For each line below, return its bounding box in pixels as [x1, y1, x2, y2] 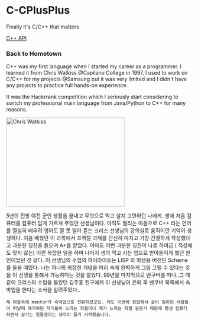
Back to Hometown [6, 49, 62, 57]
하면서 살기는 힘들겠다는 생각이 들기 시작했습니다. [6, 312, 111, 318]
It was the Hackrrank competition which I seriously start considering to [6, 93, 178, 101]
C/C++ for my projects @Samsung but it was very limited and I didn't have [6, 75, 187, 83]
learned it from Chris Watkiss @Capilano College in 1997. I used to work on [6, 69, 188, 76]
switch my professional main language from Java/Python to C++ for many [6, 100, 186, 107]
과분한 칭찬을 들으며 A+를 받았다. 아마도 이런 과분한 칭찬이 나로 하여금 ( [12, 242, 177, 249]
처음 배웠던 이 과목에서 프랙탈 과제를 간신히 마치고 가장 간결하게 [23, 235, 170, 242]
